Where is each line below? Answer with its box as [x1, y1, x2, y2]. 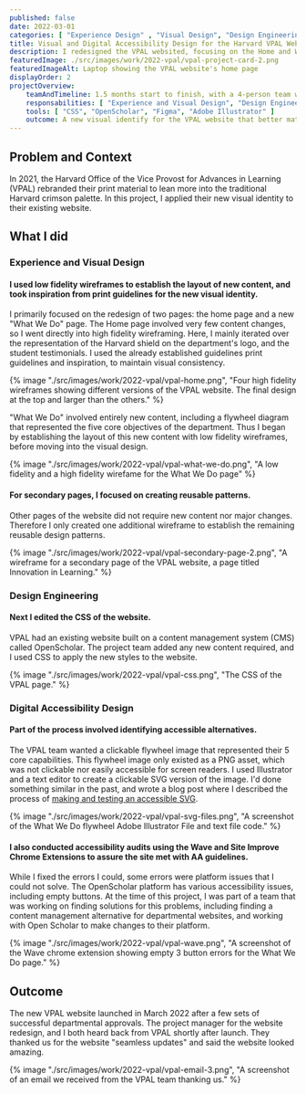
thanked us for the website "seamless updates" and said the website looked [9, 1036, 294, 1047]
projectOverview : [9, 81, 76, 90]
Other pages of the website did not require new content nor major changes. [9, 510, 293, 521]
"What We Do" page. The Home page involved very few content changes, [9, 319, 286, 330]
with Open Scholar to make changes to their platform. [9, 920, 210, 931]
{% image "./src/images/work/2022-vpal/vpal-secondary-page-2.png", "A [9, 547, 288, 558]
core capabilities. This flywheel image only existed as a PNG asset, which [9, 754, 285, 765]
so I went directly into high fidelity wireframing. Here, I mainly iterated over [9, 328, 290, 339]
